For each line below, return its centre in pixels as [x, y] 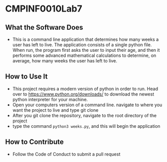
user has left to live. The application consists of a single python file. [82, 45]
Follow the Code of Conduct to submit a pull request [66, 154]
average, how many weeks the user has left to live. [65, 61]
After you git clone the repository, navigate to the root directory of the [85, 115]
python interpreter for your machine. [50, 99]
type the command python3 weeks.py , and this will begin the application [86, 126]
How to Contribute [35, 142]
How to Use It [26, 77]
